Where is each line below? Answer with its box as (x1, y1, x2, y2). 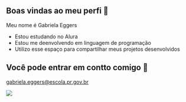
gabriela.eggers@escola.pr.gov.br (6, 78, 89, 85)
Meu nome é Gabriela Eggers (6, 21, 77, 28)
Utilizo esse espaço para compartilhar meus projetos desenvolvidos (14, 45, 180, 52)
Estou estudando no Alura (14, 33, 78, 40)
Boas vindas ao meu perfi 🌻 (6, 6, 109, 16)
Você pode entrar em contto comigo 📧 (6, 62, 148, 73)
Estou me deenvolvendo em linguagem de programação (14, 39, 152, 46)
